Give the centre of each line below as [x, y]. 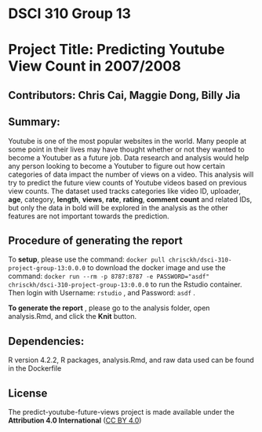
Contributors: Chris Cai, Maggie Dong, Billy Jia [124, 95]
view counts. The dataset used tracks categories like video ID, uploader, [125, 191]
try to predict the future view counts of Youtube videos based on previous [127, 182]
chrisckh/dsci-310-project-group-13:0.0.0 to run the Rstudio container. [125, 284]
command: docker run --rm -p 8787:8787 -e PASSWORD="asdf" [109, 276]
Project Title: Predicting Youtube [116, 50]
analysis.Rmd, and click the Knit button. [73, 317]
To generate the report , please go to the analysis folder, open [109, 308]
